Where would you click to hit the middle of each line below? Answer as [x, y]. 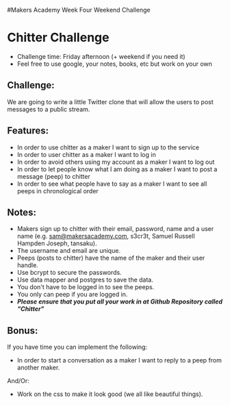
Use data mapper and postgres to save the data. [85, 280]
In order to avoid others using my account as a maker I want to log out [116, 162]
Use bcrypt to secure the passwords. [69, 273]
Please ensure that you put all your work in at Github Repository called [120, 302]
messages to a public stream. [49, 109]
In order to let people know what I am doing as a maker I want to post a [117, 169]
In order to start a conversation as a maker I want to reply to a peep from [119, 360]
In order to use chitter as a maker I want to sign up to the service [108, 147]
